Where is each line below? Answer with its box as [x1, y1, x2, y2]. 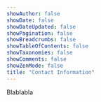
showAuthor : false [6, 10, 60, 17]
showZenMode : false [6, 62, 64, 69]
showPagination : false [6, 29, 73, 37]
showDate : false [6, 17, 54, 24]
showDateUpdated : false [6, 23, 76, 30]
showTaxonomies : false [6, 50, 73, 57]
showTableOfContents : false [6, 43, 89, 50]
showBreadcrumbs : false [6, 36, 76, 43]
